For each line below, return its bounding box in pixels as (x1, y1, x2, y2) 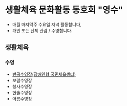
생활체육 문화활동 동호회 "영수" (5, 4, 123, 16)
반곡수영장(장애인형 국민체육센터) (12, 71, 76, 77)
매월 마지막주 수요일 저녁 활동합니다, (12, 21, 82, 27)
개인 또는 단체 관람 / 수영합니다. (12, 27, 73, 33)
